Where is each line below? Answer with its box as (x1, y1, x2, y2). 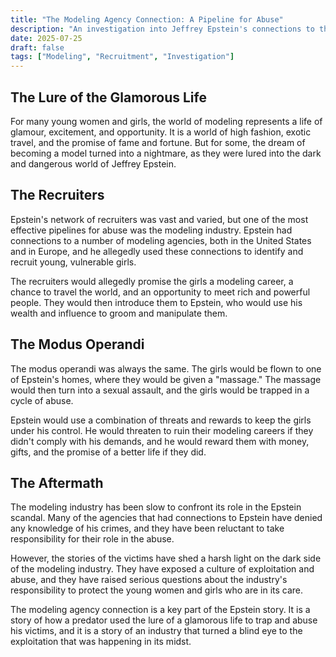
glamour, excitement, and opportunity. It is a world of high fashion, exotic (10, 126, 312, 138)
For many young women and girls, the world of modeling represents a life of (10, 115, 323, 127)
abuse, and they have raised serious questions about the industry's (10, 574, 288, 586)
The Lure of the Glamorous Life (10, 89, 207, 106)
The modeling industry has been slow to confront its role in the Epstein (10, 501, 302, 513)
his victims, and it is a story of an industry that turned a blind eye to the (10, 625, 303, 637)
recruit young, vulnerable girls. (10, 256, 137, 268)
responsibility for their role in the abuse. (10, 533, 175, 545)
